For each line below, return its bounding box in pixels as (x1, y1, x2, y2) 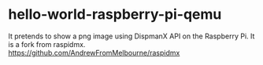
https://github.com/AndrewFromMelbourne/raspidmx (8, 48, 180, 57)
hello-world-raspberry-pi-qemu (8, 5, 222, 23)
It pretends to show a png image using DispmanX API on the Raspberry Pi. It (8, 31, 255, 41)
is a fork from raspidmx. (8, 39, 86, 49)
